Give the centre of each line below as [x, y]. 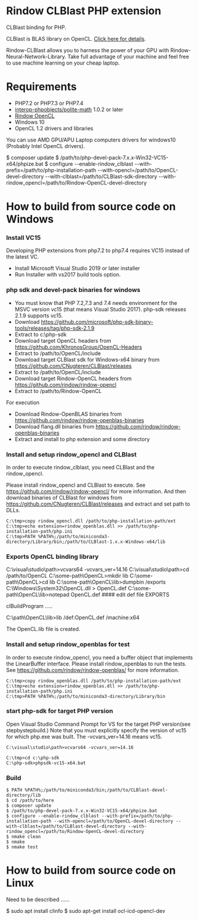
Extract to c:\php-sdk [41, 334]
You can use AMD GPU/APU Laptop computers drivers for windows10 [91, 140]
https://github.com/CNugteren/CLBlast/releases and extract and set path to [98, 504]
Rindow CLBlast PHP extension [84, 11]
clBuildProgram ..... [29, 606]
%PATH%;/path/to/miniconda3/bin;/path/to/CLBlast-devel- [96, 790]
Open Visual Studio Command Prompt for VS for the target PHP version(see [98, 724]
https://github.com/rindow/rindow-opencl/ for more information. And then [96, 491]
